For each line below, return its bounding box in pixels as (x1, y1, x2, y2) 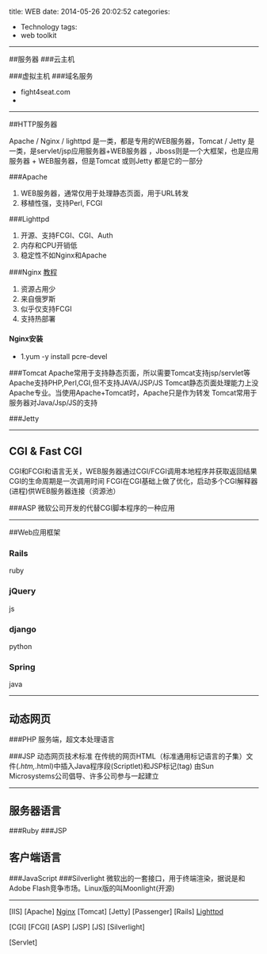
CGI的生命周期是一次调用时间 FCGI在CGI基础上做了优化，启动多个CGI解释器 (9, 477, 258, 486)
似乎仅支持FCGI (20, 304, 72, 313)
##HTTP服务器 (9, 119, 58, 129)
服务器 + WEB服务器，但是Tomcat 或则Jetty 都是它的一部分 (9, 156, 204, 165)
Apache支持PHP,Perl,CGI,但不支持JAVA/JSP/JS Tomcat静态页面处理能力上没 (9, 378, 259, 388)
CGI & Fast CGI (9, 444, 82, 458)
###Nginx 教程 (9, 268, 58, 276)
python (9, 641, 32, 651)
